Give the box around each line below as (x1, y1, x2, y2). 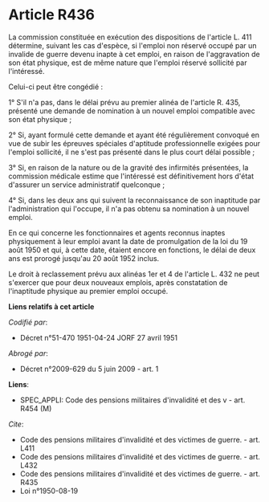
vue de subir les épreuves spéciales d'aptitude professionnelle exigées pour (8, 138, 261, 148)
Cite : (8, 419, 24, 429)
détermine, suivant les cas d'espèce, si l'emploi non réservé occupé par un (8, 40, 257, 50)
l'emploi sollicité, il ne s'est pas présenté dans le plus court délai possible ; (8, 147, 255, 157)
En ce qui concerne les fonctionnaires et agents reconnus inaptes (8, 227, 226, 238)
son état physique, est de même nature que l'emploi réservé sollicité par (8, 58, 247, 67)
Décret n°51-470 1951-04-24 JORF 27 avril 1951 (19, 333, 178, 342)
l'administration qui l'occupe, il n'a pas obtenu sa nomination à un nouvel (8, 203, 250, 214)
